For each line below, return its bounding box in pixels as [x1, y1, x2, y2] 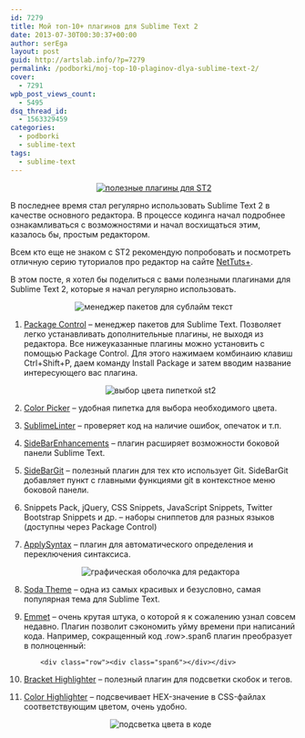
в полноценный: [23, 640, 86, 651]
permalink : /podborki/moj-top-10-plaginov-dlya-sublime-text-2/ [10, 65, 259, 74]
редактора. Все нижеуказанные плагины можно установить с [23, 338, 265, 349]
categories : [10, 124, 56, 133]
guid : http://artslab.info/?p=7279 [10, 56, 146, 65]
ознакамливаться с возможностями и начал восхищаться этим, [10, 219, 261, 230]
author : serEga [10, 38, 68, 48]
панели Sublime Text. [23, 447, 106, 458]
